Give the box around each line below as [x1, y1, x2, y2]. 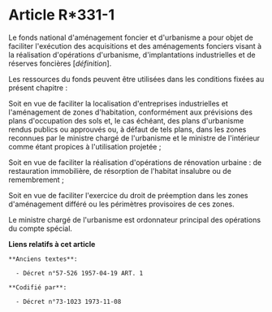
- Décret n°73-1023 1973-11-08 [15, 297, 122, 305]
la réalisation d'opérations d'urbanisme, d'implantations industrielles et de [8, 50, 256, 59]
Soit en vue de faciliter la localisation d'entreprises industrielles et [8, 98, 229, 108]
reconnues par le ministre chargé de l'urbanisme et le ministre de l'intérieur [8, 132, 261, 143]
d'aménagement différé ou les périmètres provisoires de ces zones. [8, 199, 235, 209]
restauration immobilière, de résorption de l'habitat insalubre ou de [8, 166, 231, 175]
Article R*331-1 [8, 6, 115, 24]
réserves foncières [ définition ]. [8, 58, 112, 68]
